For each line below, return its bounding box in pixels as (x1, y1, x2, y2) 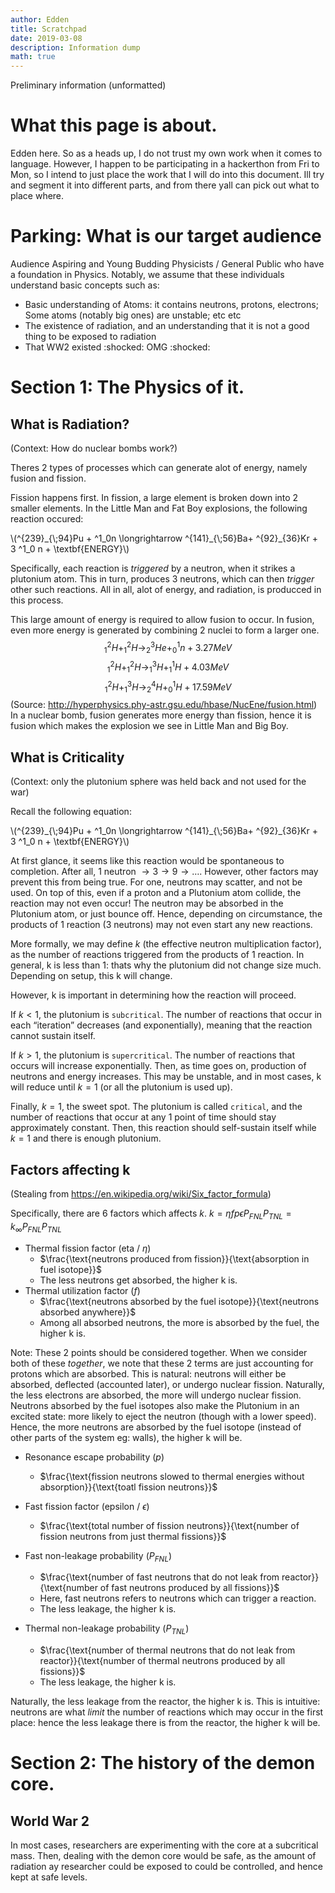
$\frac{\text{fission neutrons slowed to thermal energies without (39, 1470, 305, 1482)
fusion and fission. (10, 472, 87, 484)
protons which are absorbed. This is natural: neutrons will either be (10, 1367, 287, 1380)
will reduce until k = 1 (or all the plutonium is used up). (10, 1081, 233, 1093)
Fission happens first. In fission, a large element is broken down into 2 (10, 492, 299, 503)
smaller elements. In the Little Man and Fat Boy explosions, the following (10, 502, 308, 514)
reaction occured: (10, 513, 84, 525)
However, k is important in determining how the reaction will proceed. (10, 989, 297, 1001)
